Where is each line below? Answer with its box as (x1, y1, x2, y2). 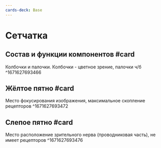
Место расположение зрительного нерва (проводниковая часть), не (5, 132, 156, 138)
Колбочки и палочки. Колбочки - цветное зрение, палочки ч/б (5, 64, 142, 70)
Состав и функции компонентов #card (5, 50, 135, 59)
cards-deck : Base (5, 7, 43, 13)
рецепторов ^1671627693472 (5, 103, 68, 109)
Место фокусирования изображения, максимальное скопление (5, 98, 145, 104)
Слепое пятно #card (5, 118, 73, 126)
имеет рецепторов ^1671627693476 (5, 137, 83, 143)
